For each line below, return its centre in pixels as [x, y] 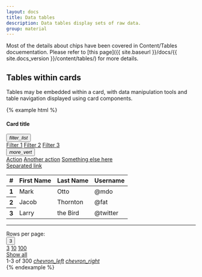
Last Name [73, 181]
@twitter [106, 213]
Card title [18, 123]
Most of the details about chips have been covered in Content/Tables [92, 46]
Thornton [70, 202]
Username [109, 181]
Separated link [24, 166]
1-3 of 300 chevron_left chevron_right [53, 261]
